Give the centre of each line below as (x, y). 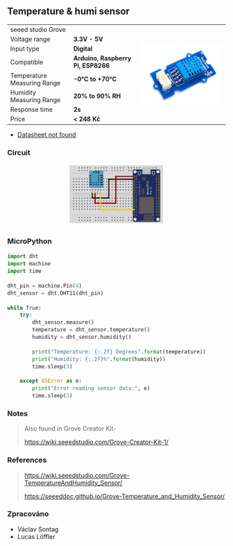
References (27, 460)
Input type (25, 49)
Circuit (19, 152)
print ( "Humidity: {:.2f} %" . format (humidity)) (99, 359)
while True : (24, 308)
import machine (29, 264)
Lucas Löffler (36, 536)
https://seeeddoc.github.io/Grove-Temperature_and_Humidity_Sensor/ (124, 496)
